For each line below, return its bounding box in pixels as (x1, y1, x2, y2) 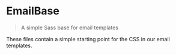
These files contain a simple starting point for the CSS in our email (6, 35, 170, 42)
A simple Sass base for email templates (20, 24, 119, 31)
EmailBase (6, 4, 60, 18)
